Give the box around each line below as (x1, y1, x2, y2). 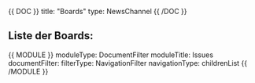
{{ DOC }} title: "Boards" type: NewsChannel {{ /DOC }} (8, 7, 187, 16)
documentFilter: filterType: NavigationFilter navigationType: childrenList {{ (8, 58, 248, 67)
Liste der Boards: (8, 29, 94, 42)
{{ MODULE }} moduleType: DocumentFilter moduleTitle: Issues (8, 50, 214, 60)
